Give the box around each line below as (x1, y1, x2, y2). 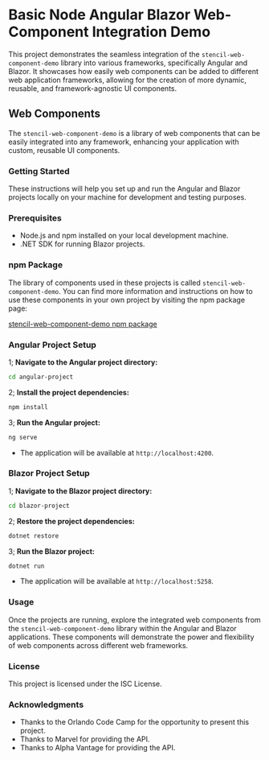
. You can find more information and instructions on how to (59, 286, 253, 295)
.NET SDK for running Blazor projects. (19, 239, 145, 249)
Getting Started (8, 165, 70, 176)
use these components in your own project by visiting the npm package (8, 295, 246, 304)
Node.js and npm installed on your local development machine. (19, 231, 229, 241)
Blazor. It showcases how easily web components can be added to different (8, 66, 259, 76)
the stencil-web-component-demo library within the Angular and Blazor (8, 623, 237, 633)
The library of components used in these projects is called (8, 278, 201, 287)
